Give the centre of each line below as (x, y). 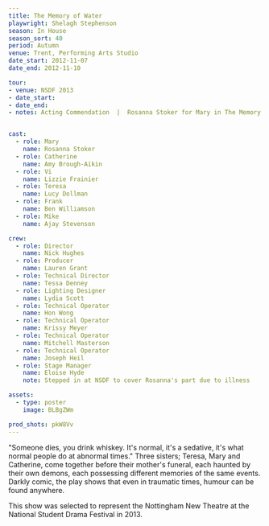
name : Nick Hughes (54, 253)
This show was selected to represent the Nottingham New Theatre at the (129, 505)
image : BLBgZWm (48, 410)
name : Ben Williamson (59, 209)
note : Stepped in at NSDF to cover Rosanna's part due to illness (137, 380)
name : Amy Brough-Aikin (63, 164)
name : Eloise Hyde (54, 373)
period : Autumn (34, 46)
